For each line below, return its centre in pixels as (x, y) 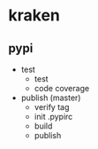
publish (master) (51, 98)
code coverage (62, 88)
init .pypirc (53, 117)
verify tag (52, 107)
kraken (34, 16)
